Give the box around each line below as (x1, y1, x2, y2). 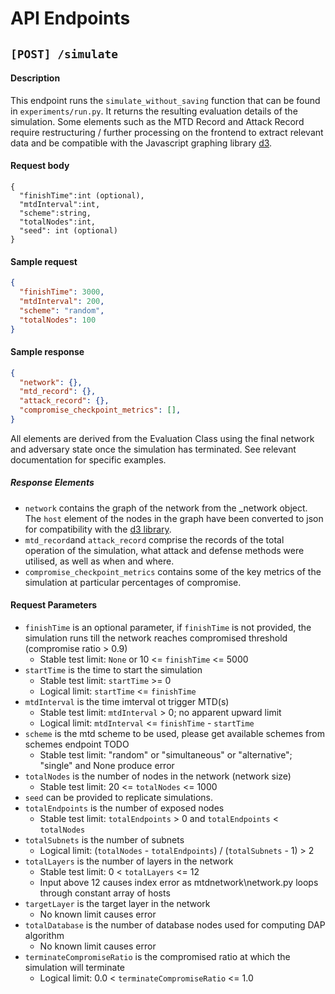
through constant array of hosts (39, 887, 171, 899)
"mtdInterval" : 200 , (19, 296, 105, 306)
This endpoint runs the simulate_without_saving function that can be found (10, 94, 321, 106)
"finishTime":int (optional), (19, 190, 145, 201)
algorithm (24, 930, 65, 942)
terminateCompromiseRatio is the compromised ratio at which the (24, 951, 291, 963)
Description (10, 72, 61, 84)
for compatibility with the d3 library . (24, 523, 172, 535)
